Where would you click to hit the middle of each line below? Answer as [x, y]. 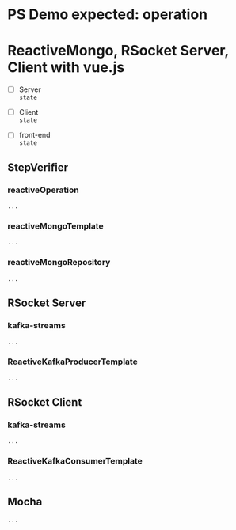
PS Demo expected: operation [108, 15]
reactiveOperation [44, 190]
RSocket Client [45, 402]
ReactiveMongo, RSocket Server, [118, 51]
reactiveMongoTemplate [55, 225]
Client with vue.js [66, 68]
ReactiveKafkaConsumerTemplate [75, 461]
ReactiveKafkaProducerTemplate [72, 362]
